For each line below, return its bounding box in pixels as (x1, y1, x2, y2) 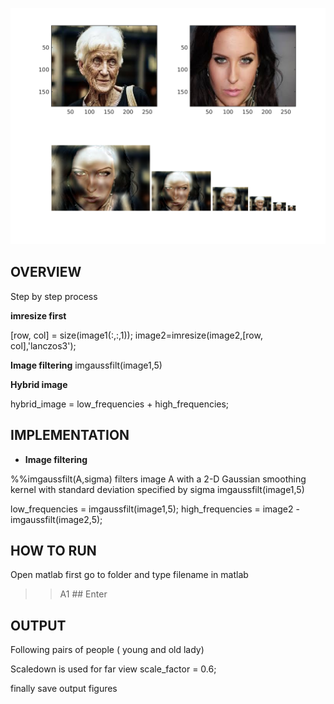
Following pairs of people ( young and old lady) (10, 644, 205, 656)
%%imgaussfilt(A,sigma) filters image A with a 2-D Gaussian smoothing (10, 473, 307, 485)
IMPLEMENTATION (10, 427, 130, 444)
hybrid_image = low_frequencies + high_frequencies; (10, 398, 230, 410)
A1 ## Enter (59, 588, 108, 600)
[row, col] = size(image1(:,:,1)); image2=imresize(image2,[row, (10, 329, 263, 341)
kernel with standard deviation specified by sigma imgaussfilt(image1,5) (10, 483, 305, 495)
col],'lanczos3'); (10, 339, 77, 352)
